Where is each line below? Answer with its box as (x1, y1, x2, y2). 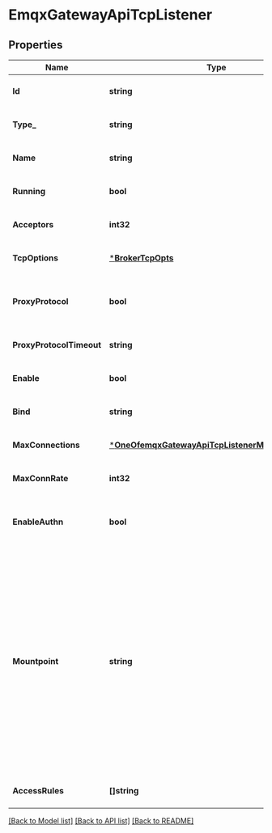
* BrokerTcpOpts (108, 252, 174, 264)
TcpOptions (12, 252, 59, 264)
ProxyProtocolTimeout (12, 340, 102, 350)
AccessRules (12, 785, 65, 796)
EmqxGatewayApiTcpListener (8, 6, 213, 24)
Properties (8, 38, 63, 52)
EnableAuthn (12, 516, 64, 527)
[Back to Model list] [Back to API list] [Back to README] (8, 816, 194, 826)
